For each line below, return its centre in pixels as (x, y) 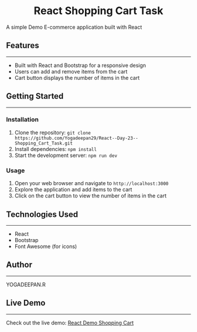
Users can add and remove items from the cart (71, 71)
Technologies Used (42, 214)
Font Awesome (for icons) (46, 246)
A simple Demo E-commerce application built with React (74, 27)
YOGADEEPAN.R (26, 284)
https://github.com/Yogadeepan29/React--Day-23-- (77, 138)
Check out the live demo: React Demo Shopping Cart (70, 323)
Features (23, 46)
